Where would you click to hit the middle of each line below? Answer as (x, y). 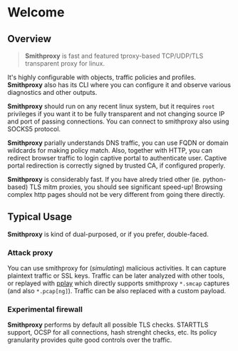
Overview (30, 39)
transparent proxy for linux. (65, 63)
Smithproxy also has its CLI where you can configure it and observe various (119, 85)
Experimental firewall (45, 310)
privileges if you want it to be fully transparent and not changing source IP (116, 114)
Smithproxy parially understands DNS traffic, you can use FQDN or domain (118, 143)
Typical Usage (40, 217)
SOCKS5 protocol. (34, 129)
